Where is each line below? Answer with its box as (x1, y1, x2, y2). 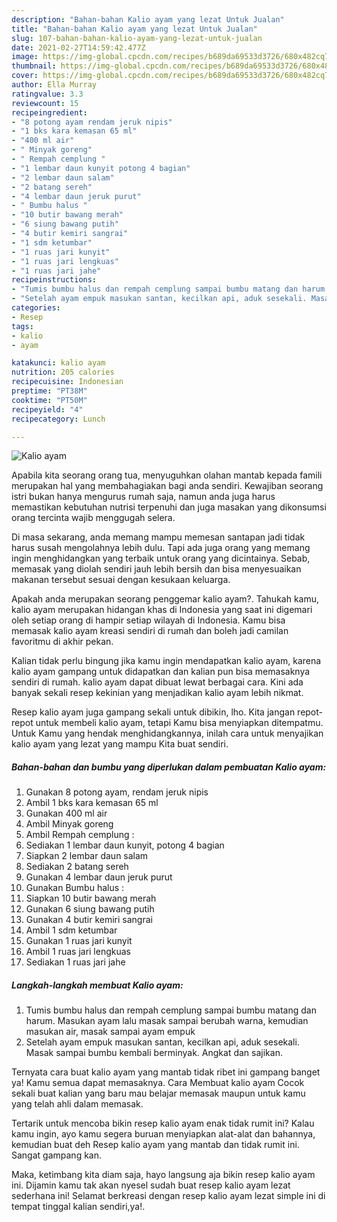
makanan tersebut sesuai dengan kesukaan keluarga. (11, 574, 231, 586)
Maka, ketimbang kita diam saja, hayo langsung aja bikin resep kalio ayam (11, 1169, 316, 1181)
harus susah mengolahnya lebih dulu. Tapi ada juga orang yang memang (11, 542, 311, 554)
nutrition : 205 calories (11, 367, 115, 378)
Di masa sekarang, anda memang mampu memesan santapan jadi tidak (11, 531, 306, 543)
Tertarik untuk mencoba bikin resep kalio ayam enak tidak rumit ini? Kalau (11, 1117, 315, 1130)
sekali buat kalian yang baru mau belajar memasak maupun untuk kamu (11, 1087, 306, 1100)
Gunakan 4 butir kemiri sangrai (25, 914, 153, 926)
